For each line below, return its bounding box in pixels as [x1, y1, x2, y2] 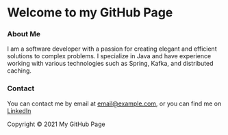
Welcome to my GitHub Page [7, 5, 173, 21]
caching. [7, 66, 32, 75]
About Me [7, 29, 41, 39]
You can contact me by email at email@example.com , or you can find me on [7, 99, 222, 108]
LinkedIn [7, 106, 31, 114]
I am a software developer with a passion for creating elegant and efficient [7, 45, 217, 53]
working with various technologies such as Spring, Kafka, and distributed [7, 60, 214, 68]
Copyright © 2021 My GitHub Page [7, 120, 105, 128]
